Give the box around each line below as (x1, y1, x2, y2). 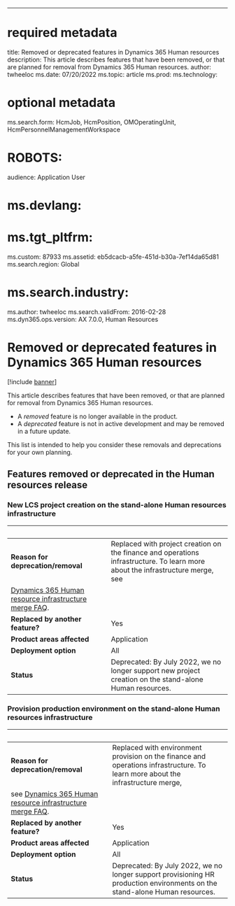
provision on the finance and (111, 751, 206, 761)
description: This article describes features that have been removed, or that (7, 55, 225, 64)
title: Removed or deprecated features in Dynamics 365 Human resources (7, 48, 220, 56)
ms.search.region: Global (7, 260, 80, 268)
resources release (7, 479, 88, 491)
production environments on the (111, 878, 218, 888)
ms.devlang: (7, 197, 82, 213)
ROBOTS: (7, 150, 63, 166)
